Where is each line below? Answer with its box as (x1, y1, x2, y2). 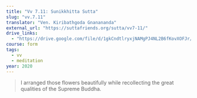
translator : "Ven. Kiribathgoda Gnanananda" (6, 19, 117, 25)
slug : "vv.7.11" (6, 14, 46, 20)
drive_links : (6, 31, 38, 36)
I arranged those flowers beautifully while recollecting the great (20, 79, 174, 86)
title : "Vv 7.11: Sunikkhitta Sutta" (6, 8, 98, 15)
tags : (6, 47, 19, 53)
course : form (6, 42, 38, 48)
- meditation (11, 58, 43, 63)
